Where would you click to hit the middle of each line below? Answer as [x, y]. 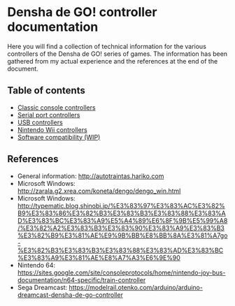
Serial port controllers [49, 115]
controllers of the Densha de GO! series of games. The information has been [117, 54]
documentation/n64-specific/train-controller [81, 279]
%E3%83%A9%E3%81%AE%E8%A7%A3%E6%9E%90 [99, 257]
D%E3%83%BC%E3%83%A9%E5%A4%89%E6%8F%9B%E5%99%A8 [122, 220]
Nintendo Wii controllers [52, 129]
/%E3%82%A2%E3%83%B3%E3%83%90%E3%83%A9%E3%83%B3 [121, 228]
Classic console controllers [56, 107]
